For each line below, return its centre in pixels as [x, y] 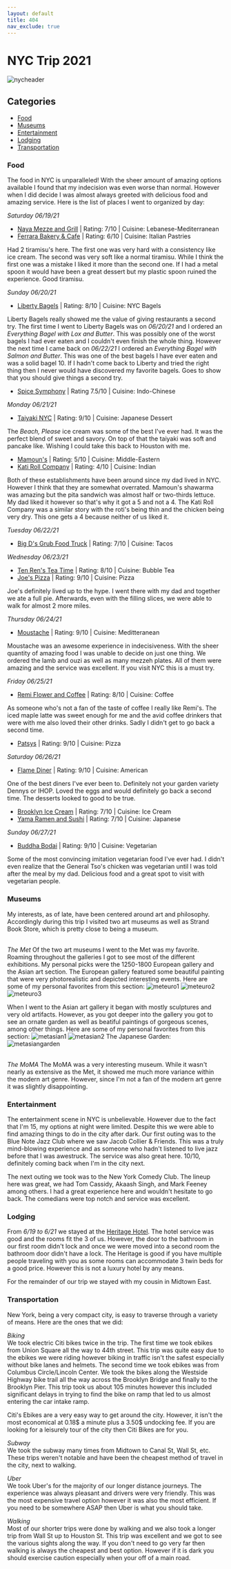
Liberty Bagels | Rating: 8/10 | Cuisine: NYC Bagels [89, 306]
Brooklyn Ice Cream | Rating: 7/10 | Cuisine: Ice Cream [94, 811]
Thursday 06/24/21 [34, 619]
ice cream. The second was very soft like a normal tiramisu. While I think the [115, 257]
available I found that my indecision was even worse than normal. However [113, 188]
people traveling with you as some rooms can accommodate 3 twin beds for [115, 1261]
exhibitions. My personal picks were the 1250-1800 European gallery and [111, 964]
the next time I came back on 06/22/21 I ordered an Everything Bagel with [112, 349]
